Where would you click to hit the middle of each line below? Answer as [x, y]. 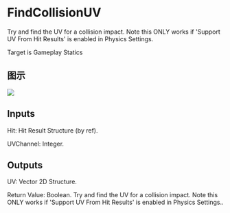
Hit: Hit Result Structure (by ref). [53, 130]
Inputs [21, 114]
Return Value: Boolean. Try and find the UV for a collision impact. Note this [113, 195]
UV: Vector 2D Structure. [42, 182]
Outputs [25, 165]
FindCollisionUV [54, 13]
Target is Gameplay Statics [45, 52]
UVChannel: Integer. [35, 144]
